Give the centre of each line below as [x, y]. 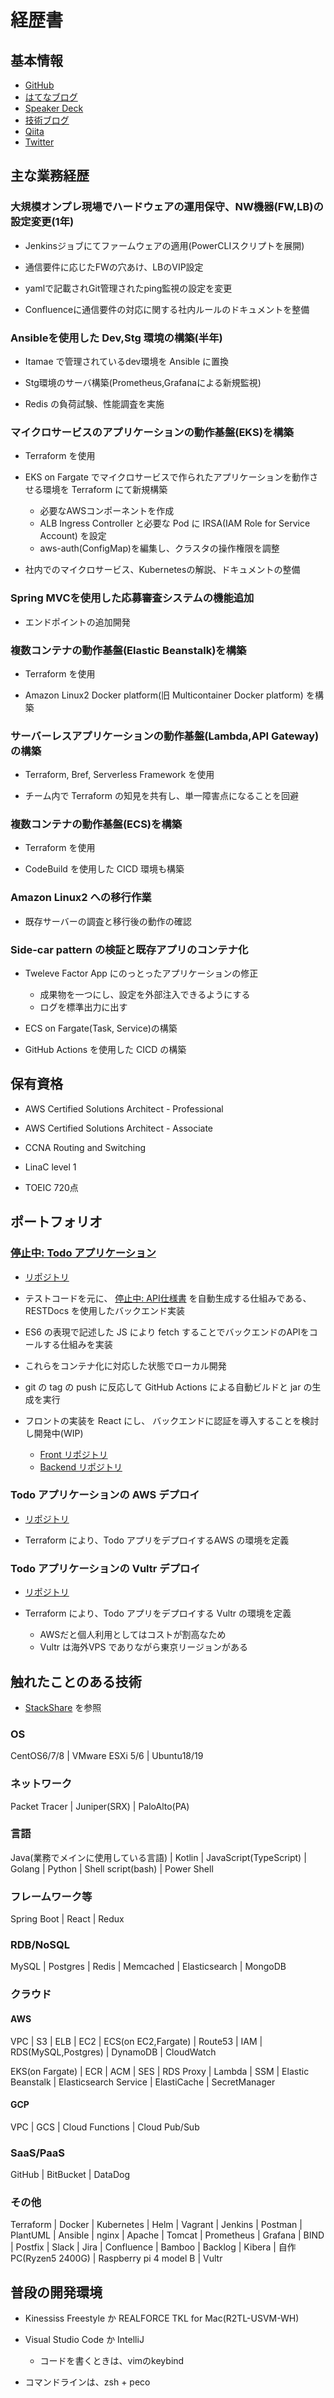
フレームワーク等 [51, 1896]
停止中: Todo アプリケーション [83, 1253]
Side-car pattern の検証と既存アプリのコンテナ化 [129, 949]
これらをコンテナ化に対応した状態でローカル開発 [125, 1365]
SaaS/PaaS [37, 2153]
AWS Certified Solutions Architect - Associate [119, 1128]
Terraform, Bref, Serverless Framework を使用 [119, 775]
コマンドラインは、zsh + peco [87, 2382]
